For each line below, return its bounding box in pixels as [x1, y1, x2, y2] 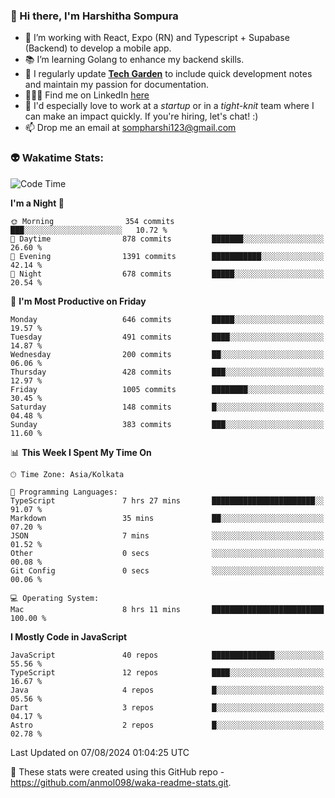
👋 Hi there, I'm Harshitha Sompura [10, 9, 179, 23]
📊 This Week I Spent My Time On [10, 446, 152, 458]
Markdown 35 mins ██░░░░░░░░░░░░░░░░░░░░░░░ [10, 513, 325, 523]
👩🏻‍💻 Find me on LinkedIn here [24, 89, 150, 101]
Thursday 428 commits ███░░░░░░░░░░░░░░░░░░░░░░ [10, 367, 325, 377]
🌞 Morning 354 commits [10, 216, 175, 226]
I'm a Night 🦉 [10, 197, 65, 209]
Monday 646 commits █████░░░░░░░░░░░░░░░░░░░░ [10, 314, 325, 324]
